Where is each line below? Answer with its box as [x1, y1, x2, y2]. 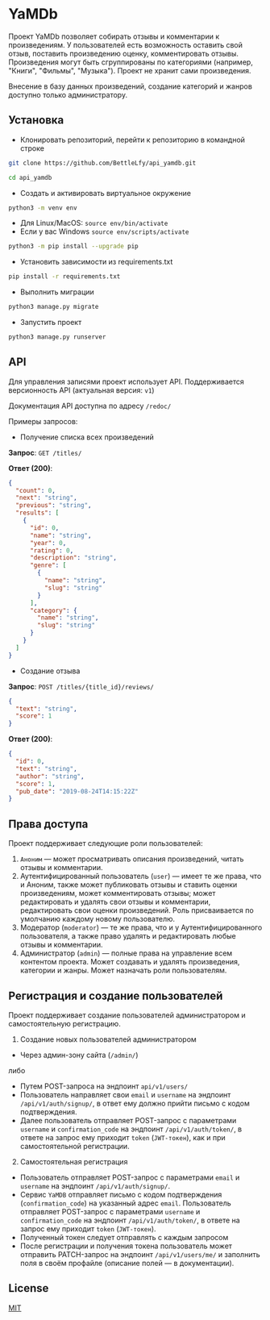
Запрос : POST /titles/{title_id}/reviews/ [8, 681, 155, 691]
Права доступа [8, 817, 89, 831]
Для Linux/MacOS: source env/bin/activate [19, 219, 168, 228]
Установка [8, 114, 64, 127]
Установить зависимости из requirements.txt [19, 257, 173, 267]
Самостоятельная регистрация [19, 1156, 128, 1166]
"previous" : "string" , [15, 502, 92, 510]
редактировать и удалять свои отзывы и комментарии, [19, 897, 211, 907]
